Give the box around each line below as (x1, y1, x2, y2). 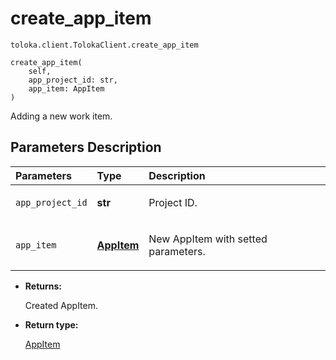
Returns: (24, 280, 63, 292)
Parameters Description (10, 139, 162, 156)
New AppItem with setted (148, 232, 268, 246)
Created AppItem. (24, 299, 99, 311)
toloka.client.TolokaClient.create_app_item (10, 40, 199, 50)
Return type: (24, 318, 79, 331)
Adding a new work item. (10, 110, 113, 122)
